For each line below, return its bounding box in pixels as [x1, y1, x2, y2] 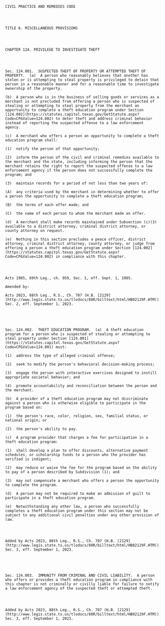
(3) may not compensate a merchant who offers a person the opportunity [5, 478, 160, 483]
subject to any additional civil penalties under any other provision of [5, 513, 160, 518]
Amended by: [5, 284, 29, 289]
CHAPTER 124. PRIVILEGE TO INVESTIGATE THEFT [5, 47, 100, 52]
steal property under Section [5, 336, 67, 341]
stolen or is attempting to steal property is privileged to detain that [5, 77, 160, 82]
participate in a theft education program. [5, 495, 96, 500]
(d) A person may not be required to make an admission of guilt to [5, 491, 151, 496]
